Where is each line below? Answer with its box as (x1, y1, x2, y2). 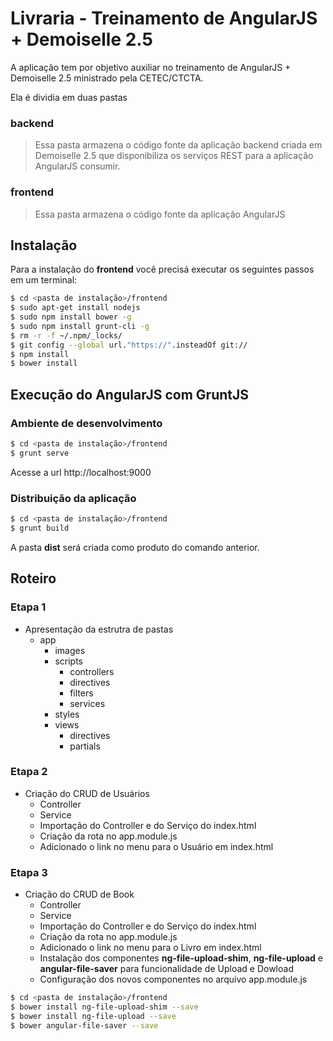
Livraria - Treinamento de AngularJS (10, 7, 318, 30)
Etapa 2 (10, 765, 48, 779)
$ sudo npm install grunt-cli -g (10, 321, 150, 331)
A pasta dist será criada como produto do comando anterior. (10, 541, 260, 553)
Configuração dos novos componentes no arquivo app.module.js (39, 973, 308, 986)
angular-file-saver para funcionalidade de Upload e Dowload (39, 963, 294, 975)
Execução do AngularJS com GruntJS (10, 386, 250, 403)
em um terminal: (10, 274, 78, 286)
